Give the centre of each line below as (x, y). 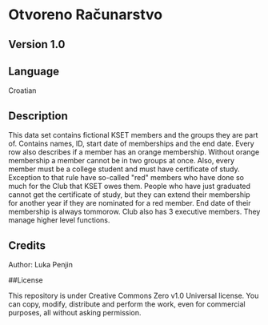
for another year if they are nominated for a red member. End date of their (130, 203)
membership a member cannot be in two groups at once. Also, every (121, 161)
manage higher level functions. (59, 220)
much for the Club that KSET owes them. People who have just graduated (129, 187)
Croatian (22, 90)
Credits (27, 245)
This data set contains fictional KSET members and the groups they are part (133, 135)
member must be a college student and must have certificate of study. (124, 169)
